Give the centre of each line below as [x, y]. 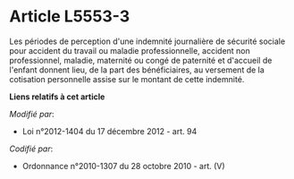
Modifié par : [32, 114]
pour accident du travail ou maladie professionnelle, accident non [130, 50]
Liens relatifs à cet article [57, 97]
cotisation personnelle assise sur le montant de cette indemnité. [127, 79]
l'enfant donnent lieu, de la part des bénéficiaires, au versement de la [137, 70]
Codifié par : [31, 149]
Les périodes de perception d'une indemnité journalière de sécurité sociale [147, 41]
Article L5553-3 [70, 17]
